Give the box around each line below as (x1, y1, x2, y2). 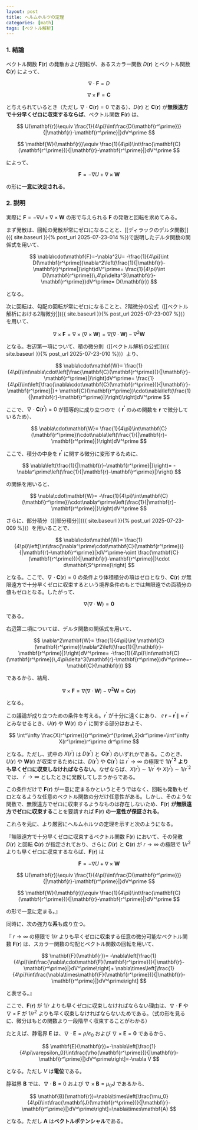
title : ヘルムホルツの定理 (6, 14, 64, 20)
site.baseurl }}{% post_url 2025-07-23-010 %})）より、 (6, 350, 141, 357)
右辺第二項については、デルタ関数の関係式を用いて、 (6, 625, 135, 632)
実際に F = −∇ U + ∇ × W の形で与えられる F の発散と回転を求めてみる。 (6, 214, 181, 221)
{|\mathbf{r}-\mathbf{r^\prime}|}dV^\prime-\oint (19, 549, 137, 556)
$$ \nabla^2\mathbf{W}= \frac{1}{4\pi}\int (33, 637, 136, 644)
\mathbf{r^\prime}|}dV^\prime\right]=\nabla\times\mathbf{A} (21, 1105, 169, 1113)
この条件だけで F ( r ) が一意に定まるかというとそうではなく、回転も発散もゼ (6, 785, 189, 793)
